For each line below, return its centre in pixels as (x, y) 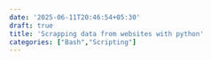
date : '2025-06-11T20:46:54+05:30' (75, 17)
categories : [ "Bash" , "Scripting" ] (73, 42)
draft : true (31, 26)
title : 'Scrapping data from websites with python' (106, 34)
